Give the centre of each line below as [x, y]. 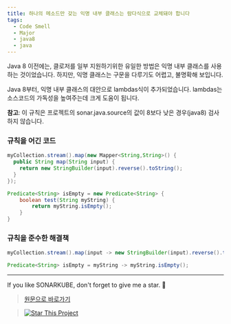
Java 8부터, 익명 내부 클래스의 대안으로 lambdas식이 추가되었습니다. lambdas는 [115, 89]
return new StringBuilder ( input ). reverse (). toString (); [101, 169]
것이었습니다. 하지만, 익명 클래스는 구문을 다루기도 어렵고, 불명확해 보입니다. [121, 74]
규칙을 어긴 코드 [32, 141]
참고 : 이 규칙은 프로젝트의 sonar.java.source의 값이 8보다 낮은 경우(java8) [107, 112]
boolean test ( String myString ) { [67, 200]
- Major [24, 33]
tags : [15, 20]
